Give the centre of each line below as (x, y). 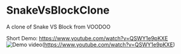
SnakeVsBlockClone (58, 10)
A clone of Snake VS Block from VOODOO (58, 27)
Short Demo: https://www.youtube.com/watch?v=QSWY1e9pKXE (87, 38)
